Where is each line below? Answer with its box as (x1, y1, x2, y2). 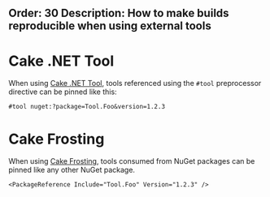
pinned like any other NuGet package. (8, 165, 136, 175)
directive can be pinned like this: (8, 87, 117, 96)
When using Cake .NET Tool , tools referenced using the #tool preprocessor (8, 79, 262, 88)
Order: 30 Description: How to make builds (8, 6, 229, 20)
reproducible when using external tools (8, 19, 211, 33)
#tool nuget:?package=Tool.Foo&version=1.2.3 (8, 103, 165, 111)
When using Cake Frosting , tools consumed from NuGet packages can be (8, 156, 255, 166)
